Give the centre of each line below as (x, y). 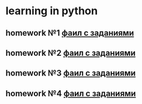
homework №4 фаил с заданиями (71, 93)
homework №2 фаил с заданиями (71, 53)
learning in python (52, 11)
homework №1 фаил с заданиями (70, 33)
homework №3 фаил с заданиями (71, 73)
